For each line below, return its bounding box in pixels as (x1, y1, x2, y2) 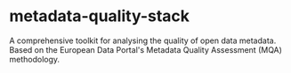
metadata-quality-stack (9, 6, 190, 26)
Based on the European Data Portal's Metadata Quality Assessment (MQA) (9, 44, 283, 55)
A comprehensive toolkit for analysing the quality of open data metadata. (9, 35, 277, 46)
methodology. (9, 54, 61, 64)
